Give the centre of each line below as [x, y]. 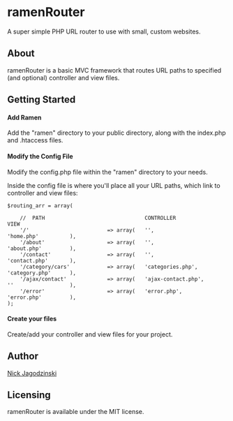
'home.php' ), [42, 236]
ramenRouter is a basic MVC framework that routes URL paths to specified [114, 70]
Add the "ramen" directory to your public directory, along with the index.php [117, 133]
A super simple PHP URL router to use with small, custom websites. [104, 31]
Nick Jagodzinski [32, 373]
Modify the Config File [40, 156]
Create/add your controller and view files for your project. [90, 334]
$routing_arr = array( [40, 206]
